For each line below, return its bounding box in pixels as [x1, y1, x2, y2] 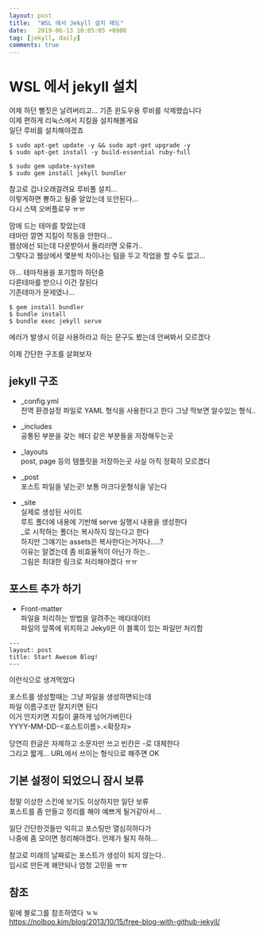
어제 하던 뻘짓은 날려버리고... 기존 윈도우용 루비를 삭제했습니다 [9, 106, 202, 115]
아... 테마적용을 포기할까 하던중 [9, 268, 105, 277]
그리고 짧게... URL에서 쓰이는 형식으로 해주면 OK [9, 748, 160, 758]
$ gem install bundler [9, 304, 84, 312]
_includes [20, 421, 52, 431]
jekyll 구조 [9, 374, 59, 388]
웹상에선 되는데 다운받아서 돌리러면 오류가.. [9, 241, 143, 250]
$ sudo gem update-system [9, 162, 95, 171]
